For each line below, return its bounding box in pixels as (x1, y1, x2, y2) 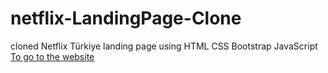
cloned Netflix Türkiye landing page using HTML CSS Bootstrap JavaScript (10, 40, 318, 52)
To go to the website (10, 50, 95, 62)
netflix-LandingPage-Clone (10, 7, 242, 30)
